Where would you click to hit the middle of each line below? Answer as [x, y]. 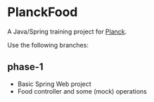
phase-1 [25, 67]
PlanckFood [43, 12]
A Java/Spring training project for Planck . [67, 31]
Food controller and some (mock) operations [82, 91]
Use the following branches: [48, 45]
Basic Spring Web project [54, 84]
